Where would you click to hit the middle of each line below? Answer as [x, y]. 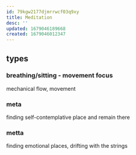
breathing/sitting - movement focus [60, 76]
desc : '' [17, 23]
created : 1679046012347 [36, 34]
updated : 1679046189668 [36, 29]
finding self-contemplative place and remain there [68, 117]
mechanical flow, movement [41, 88]
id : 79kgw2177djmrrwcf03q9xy [43, 12]
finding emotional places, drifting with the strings [67, 146]
